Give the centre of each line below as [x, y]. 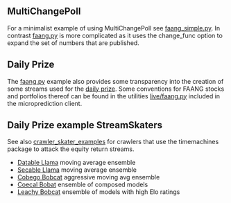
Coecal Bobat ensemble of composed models [83, 185]
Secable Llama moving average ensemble [77, 170]
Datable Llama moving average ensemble [76, 163]
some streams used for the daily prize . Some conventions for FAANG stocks [116, 89]
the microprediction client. [45, 103]
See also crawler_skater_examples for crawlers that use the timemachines [113, 142]
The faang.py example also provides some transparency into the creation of [115, 81]
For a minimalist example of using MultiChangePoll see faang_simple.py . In [114, 28]
